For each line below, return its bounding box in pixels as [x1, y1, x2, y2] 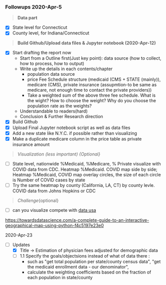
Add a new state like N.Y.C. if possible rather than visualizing [12, 130, 137, 136]
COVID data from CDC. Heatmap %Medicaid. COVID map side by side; [12, 166, 158, 172]
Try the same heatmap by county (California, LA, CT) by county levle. [12, 182, 155, 188]
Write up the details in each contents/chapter [19, 66, 113, 72]
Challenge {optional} [17, 197, 59, 203]
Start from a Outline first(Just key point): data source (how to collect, [19, 55, 162, 61]
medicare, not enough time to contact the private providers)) [27, 87, 152, 93]
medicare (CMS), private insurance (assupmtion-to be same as [27, 82, 157, 88]
